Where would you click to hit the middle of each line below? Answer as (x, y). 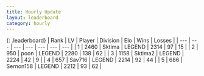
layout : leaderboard (33, 18)
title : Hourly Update (34, 12)
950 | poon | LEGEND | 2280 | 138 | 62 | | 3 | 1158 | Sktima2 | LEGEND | (95, 54)
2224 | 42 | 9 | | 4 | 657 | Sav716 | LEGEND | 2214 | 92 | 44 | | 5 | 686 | (94, 60)
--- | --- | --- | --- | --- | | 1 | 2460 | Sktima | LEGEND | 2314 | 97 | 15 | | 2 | (106, 47)
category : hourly (28, 23)
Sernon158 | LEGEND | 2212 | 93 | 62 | (54, 66)
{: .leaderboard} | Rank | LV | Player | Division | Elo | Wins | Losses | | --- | (98, 41)
